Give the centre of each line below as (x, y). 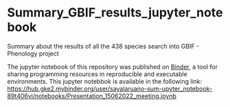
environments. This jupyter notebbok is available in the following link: (105, 81)
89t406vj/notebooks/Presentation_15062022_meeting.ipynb (92, 96)
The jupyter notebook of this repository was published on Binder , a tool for (113, 67)
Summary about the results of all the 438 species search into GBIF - (103, 46)
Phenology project (33, 53)
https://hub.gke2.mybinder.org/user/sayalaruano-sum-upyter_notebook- (110, 88)
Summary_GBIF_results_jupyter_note (115, 13)
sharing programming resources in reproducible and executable (97, 74)
